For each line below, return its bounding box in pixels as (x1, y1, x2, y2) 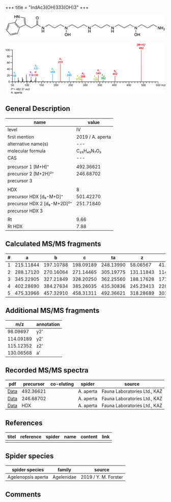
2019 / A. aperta (76, 134, 111, 140)
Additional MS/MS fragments (5, 306, 100, 315)
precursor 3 (7, 178, 33, 184)
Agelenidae (52, 474, 76, 480)
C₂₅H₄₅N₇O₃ (76, 148, 102, 154)
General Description (5, 104, 70, 113)
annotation (36, 321, 60, 327)
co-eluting (50, 381, 74, 387)
